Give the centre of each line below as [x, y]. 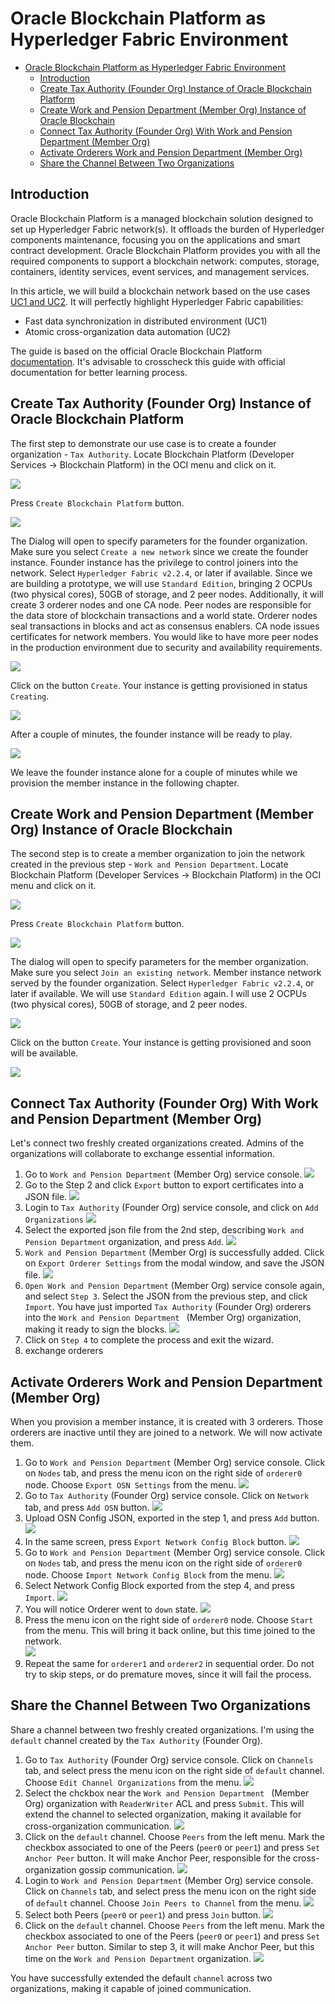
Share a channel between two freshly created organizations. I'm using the [162, 1729]
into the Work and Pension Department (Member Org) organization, [163, 1318]
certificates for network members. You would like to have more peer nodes [164, 636]
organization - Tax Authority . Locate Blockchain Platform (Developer [152, 454]
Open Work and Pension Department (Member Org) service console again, [174, 1286]
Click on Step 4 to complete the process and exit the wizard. [149, 1340]
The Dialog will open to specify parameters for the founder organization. [159, 541]
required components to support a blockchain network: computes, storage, [165, 261]
